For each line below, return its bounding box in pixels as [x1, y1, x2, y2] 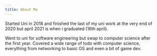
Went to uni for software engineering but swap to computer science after [5, 35, 151, 41]
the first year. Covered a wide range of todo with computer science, [5, 40, 141, 46]
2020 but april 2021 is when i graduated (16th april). [5, 25, 108, 32]
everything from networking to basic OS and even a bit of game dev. [5, 45, 141, 51]
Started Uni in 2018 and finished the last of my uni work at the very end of [5, 20, 153, 26]
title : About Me [5, 7, 38, 12]
